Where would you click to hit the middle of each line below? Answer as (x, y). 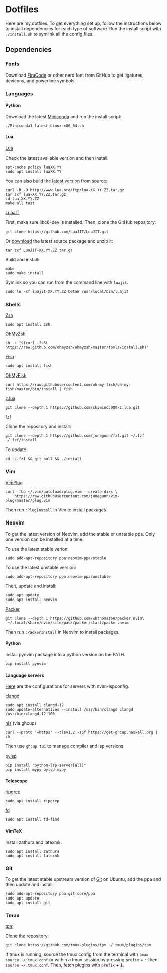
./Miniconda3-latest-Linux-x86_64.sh (45, 126)
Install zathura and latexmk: (34, 842)
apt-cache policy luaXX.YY (33, 167)
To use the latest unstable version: (41, 567)
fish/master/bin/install (31, 389)
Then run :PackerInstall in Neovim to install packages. (62, 632)
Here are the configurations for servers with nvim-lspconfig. (67, 686)
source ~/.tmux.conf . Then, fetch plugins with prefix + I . (65, 965)
